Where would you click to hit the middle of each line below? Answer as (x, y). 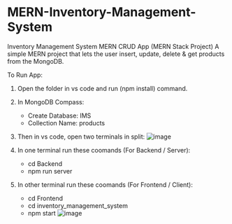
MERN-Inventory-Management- (102, 12)
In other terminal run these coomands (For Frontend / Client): (105, 184)
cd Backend (45, 163)
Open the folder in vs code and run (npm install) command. (102, 88)
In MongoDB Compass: (51, 101)
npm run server (50, 171)
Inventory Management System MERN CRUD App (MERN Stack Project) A (113, 46)
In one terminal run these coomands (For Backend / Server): (104, 150)
